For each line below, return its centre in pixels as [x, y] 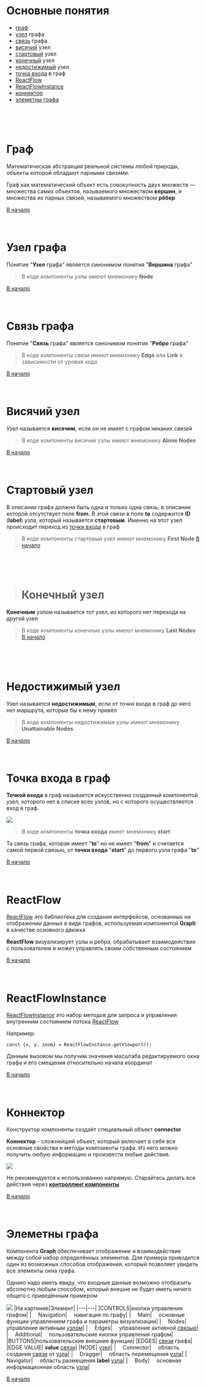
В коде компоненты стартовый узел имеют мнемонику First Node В [110, 539]
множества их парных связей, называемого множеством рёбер [91, 198]
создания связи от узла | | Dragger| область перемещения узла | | [97, 1354]
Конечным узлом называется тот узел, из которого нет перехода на [96, 612]
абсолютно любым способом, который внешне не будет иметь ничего [99, 1289]
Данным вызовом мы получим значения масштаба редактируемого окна [103, 1056]
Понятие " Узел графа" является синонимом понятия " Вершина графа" [100, 264]
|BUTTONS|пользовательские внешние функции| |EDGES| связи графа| [100, 1341]
